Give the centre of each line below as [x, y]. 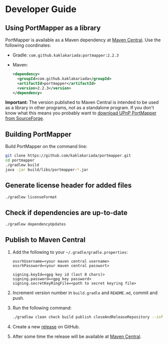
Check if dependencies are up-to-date [66, 213]
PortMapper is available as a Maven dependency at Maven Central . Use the [83, 40]
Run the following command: [42, 308]
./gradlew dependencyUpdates [36, 224]
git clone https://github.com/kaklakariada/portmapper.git [68, 156]
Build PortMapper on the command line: [46, 147]
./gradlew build [22, 165]
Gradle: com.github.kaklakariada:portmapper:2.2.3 [65, 55]
